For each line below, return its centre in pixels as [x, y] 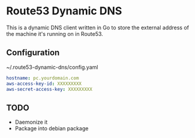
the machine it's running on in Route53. [55, 33]
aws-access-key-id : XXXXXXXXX [44, 84]
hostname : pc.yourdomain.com [43, 78]
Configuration [33, 53]
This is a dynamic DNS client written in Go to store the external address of [98, 27]
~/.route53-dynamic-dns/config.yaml [52, 67]
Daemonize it [31, 122]
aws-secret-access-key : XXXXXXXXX [49, 89]
